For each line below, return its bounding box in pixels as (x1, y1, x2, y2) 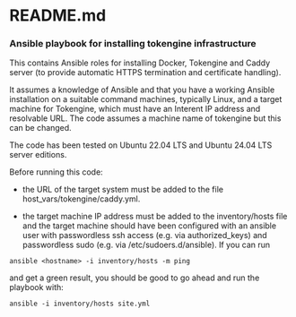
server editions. (9, 150, 67, 160)
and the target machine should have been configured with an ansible (22, 220, 276, 231)
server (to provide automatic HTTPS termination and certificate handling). (9, 67, 282, 78)
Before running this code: (9, 167, 103, 177)
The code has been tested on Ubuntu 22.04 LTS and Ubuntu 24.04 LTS (9, 140, 273, 150)
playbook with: (9, 282, 65, 293)
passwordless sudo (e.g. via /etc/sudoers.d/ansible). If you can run (22, 239, 271, 251)
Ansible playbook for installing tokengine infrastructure (9, 38, 257, 50)
